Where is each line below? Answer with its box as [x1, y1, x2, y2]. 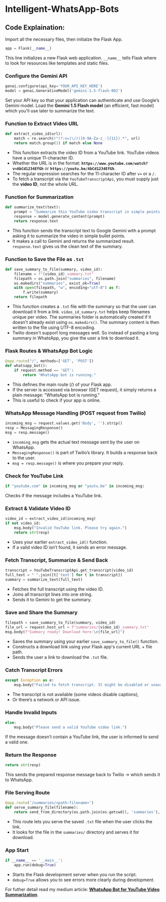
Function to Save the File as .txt [5, 256, 84, 263]
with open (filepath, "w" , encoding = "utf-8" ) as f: [14, 285, 121, 290]
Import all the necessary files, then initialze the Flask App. [5, 36, 123, 42]
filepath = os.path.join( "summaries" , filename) [14, 276, 116, 281]
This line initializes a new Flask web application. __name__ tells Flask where [5, 54, 157, 60]
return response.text [14, 218, 58, 223]
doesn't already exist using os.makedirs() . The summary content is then [12, 319, 160, 325]
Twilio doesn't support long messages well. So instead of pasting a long [12, 330, 159, 336]
